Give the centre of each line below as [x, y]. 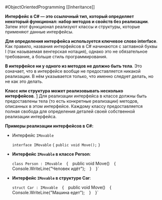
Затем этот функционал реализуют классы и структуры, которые [73, 27]
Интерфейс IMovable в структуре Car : [51, 178]
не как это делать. [24, 81]
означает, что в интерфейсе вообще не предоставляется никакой [73, 71]
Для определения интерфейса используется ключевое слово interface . [81, 41]
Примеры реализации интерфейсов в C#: [49, 126]
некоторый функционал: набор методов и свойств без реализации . [77, 22]
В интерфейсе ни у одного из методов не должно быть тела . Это [74, 66]
